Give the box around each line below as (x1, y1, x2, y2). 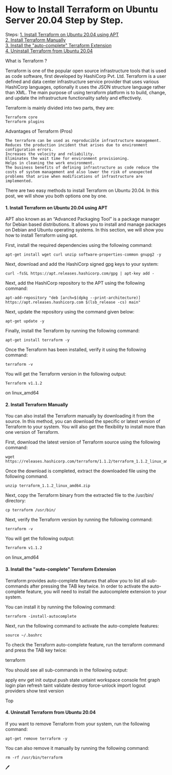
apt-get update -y (5, 319, 45, 324)
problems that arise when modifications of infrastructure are (5, 174, 143, 179)
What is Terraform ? (5, 57, 47, 64)
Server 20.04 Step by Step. (5, 14, 124, 26)
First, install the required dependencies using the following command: (5, 242, 153, 248)
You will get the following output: (5, 535, 75, 541)
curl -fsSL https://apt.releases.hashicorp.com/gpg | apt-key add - (5, 271, 155, 276)
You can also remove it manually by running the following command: (5, 745, 149, 751)
